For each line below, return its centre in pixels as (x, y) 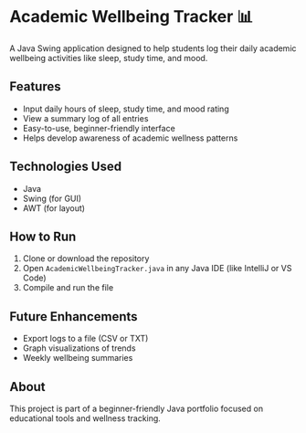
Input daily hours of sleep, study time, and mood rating (126, 109)
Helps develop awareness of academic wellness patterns (130, 138)
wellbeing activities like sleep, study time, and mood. (109, 58)
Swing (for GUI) (52, 198)
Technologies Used (65, 167)
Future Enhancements (74, 317)
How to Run (43, 236)
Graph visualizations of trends (79, 348)
